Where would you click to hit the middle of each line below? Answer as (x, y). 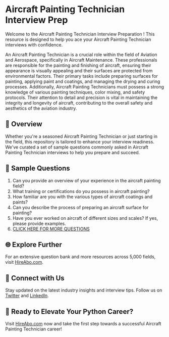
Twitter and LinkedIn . (27, 296)
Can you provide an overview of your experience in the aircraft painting (87, 180)
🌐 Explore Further (34, 244)
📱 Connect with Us (35, 278)
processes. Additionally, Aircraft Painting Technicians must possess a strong (85, 86)
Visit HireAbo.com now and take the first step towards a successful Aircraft (83, 324)
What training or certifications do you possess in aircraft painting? (81, 191)
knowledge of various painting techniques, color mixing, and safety (75, 92)
